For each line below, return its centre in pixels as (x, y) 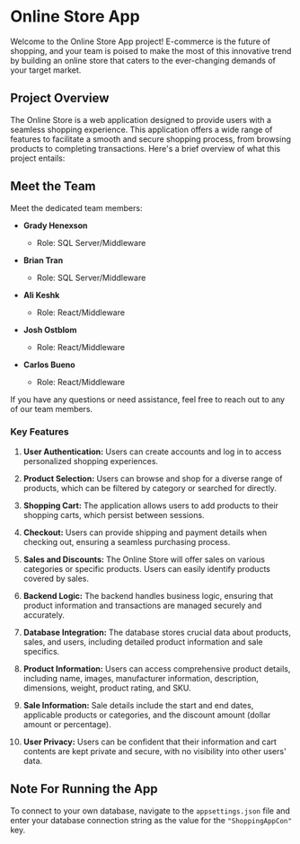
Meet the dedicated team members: (76, 207)
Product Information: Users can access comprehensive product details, (157, 668)
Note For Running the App (84, 789)
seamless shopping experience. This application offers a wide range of (141, 129)
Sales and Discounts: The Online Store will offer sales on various (144, 559)
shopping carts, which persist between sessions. (114, 514)
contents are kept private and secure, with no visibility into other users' (154, 751)
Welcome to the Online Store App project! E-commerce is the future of (140, 41)
